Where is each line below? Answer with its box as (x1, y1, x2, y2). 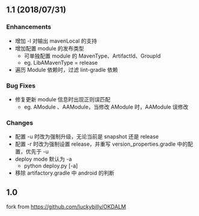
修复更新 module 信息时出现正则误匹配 (14, 95, 111, 103)
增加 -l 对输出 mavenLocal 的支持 (14, 37, 97, 44)
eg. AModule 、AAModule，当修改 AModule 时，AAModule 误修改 (23, 103, 189, 110)
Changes (6, 118, 34, 127)
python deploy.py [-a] (23, 162, 78, 170)
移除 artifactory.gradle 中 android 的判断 (14, 169, 115, 176)
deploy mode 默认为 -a (14, 155, 72, 163)
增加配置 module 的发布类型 (14, 44, 84, 52)
